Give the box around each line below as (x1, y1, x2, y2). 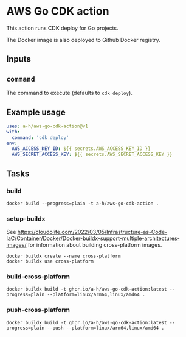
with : (6, 129, 20, 135)
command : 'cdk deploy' (12, 134, 69, 141)
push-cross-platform (6, 306, 71, 314)
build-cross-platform (6, 272, 70, 281)
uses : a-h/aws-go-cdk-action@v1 (6, 123, 88, 129)
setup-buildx (6, 215, 46, 223)
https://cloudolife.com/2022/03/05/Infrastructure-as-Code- (17, 229, 168, 236)
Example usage (6, 107, 66, 117)
